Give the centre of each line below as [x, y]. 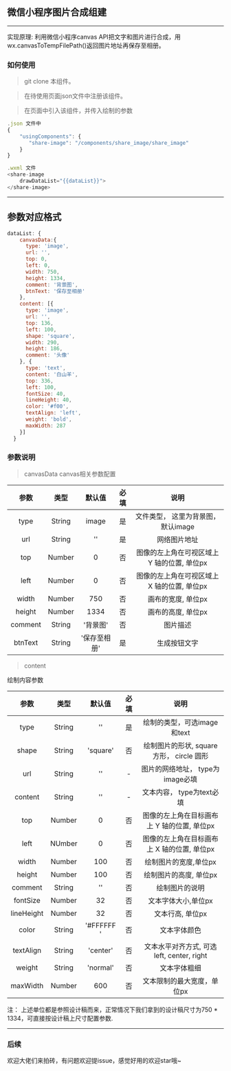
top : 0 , [36, 259]
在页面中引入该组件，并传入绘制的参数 [78, 111]
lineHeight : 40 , [48, 400]
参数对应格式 [34, 217]
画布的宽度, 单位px [177, 599]
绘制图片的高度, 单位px [180, 874]
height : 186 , [44, 349]
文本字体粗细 [180, 968]
